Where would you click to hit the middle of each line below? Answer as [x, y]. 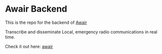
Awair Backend [36, 9]
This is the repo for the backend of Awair [46, 22]
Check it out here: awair [29, 46]
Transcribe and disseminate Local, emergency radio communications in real [81, 32]
